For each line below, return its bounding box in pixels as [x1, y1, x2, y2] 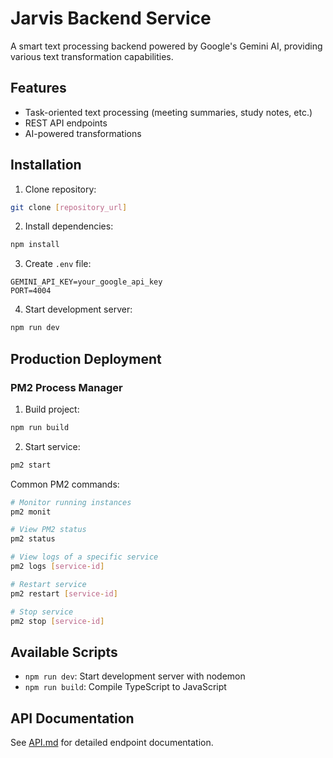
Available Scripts [10, 643, 118, 661]
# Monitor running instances [10, 497, 132, 507]
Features [10, 80, 67, 97]
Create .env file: [24, 258, 92, 270]
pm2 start [10, 460, 52, 470]
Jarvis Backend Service [10, 7, 212, 30]
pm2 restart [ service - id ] [10, 588, 118, 599]
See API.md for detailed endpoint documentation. [10, 737, 214, 748]
